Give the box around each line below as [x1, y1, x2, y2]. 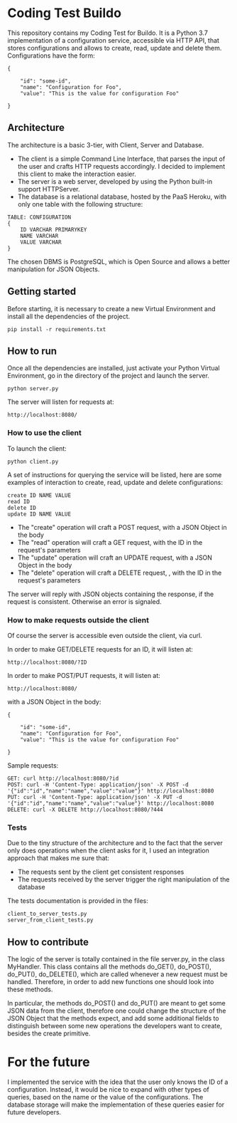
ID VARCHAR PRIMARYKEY [20, 226, 87, 233]
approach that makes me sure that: [7, 854, 110, 862]
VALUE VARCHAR [20, 239, 62, 246]
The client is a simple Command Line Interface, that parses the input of [17, 155, 226, 163]
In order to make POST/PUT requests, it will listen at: [7, 671, 161, 679]
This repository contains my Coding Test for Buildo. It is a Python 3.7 [7, 28, 208, 37]
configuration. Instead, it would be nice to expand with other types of [7, 1085, 209, 1094]
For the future [7, 1054, 90, 1070]
